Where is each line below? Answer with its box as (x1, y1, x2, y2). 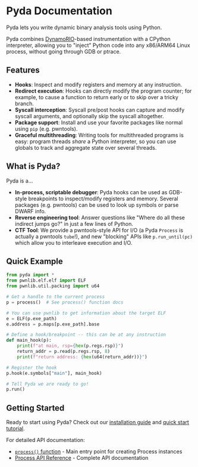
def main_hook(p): (6, 337, 52, 343)
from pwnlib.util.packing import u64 (6, 283, 100, 289)
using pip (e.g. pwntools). (14, 125, 78, 132)
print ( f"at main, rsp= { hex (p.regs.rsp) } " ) (17, 343, 124, 349)
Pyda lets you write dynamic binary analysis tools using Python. (6, 24, 162, 31)
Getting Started (6, 403, 65, 413)
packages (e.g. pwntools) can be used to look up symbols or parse (14, 201, 179, 209)
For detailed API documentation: (6, 437, 85, 444)
